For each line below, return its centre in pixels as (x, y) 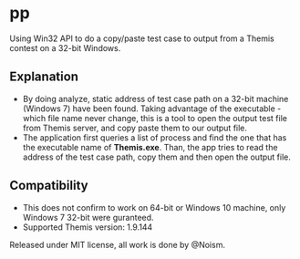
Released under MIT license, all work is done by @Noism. (118, 244)
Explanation (44, 77)
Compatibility (49, 186)
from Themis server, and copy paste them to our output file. (135, 128)
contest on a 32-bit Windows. (65, 47)
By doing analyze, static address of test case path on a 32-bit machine (155, 98)
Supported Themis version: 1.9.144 (88, 227)
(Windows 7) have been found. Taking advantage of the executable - (152, 109)
